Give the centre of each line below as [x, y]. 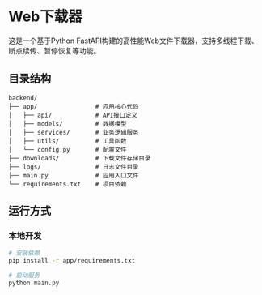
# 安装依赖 [24, 253]
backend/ [23, 98]
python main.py [34, 283]
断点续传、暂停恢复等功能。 [55, 50]
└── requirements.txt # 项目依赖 [68, 184]
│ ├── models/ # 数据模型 [68, 124]
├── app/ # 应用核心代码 [74, 106]
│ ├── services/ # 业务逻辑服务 [74, 132]
